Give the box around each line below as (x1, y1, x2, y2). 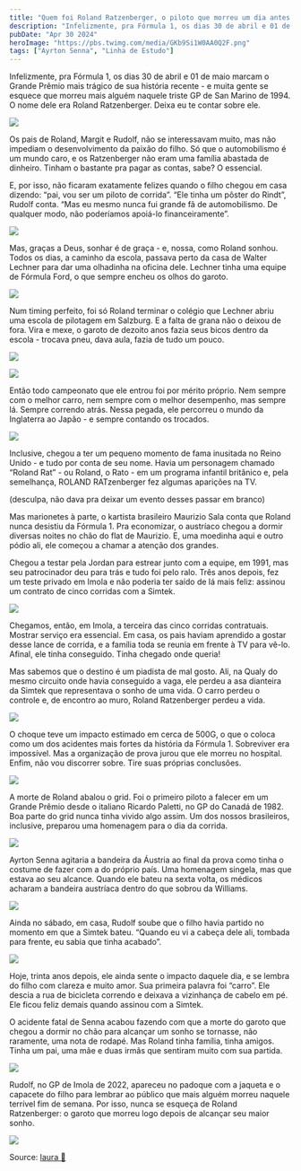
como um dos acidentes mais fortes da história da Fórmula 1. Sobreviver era (9, 738, 290, 749)
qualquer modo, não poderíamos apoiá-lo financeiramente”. (9, 208, 230, 220)
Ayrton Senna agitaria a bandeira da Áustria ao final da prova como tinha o (9, 854, 284, 866)
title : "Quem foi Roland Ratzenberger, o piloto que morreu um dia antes (9, 13, 291, 22)
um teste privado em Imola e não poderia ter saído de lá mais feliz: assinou (9, 576, 286, 588)
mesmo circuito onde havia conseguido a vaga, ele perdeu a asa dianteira (9, 676, 282, 686)
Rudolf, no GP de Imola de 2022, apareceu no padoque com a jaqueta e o (9, 1079, 280, 1090)
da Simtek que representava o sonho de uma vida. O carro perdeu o (9, 686, 261, 696)
